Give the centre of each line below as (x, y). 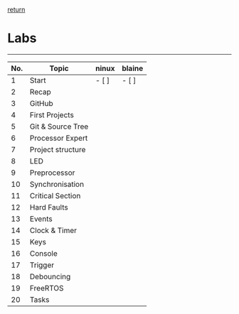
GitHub (41, 103)
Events (41, 219)
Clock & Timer (53, 230)
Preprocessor (52, 173)
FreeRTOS (47, 288)
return (16, 10)
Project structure (58, 149)
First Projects (52, 114)
